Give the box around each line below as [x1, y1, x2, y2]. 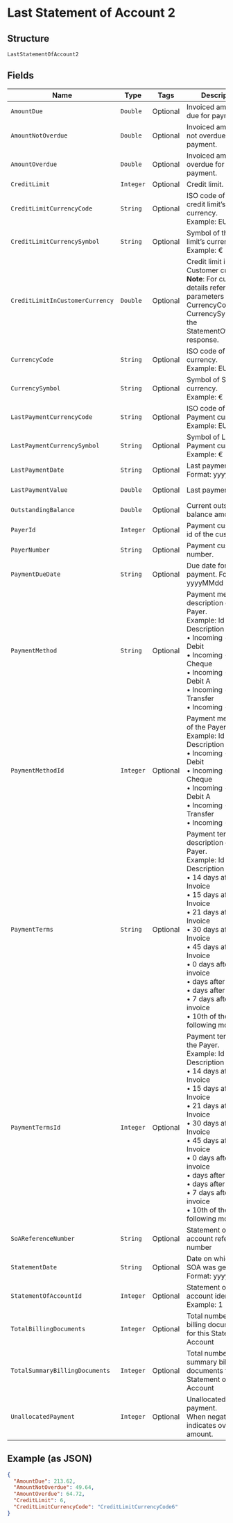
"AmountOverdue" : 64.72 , [13, 1490, 85, 1498]
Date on [186, 1253, 212, 1263]
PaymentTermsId [10, 1123, 61, 1131]
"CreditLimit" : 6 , [13, 1497, 67, 1504]
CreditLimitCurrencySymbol [10, 238, 100, 245]
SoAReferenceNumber [10, 1235, 75, 1242]
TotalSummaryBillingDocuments [10, 1367, 111, 1374]
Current [186, 500, 212, 510]
